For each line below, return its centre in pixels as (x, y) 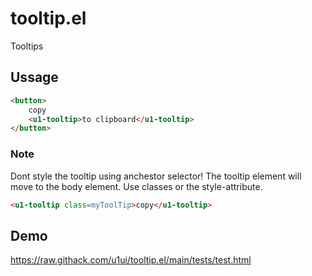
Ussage (34, 77)
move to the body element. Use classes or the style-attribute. (136, 186)
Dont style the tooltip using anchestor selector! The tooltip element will (156, 176)
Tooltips (27, 46)
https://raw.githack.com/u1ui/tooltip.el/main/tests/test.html (131, 260)
